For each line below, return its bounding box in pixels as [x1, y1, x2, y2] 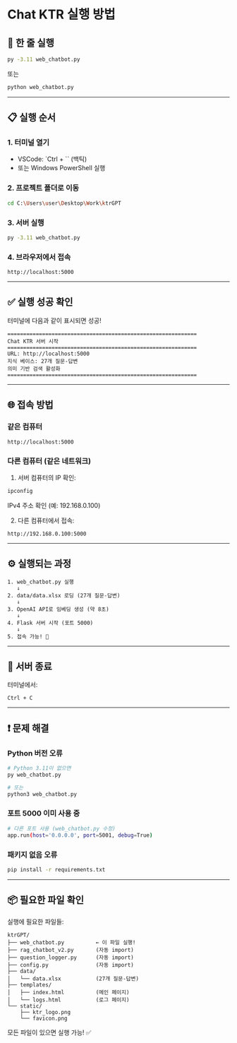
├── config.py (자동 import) [7, 961, 134, 968]
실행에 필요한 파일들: [7, 917, 64, 926]
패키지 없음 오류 [7, 850, 58, 859]
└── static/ [7, 1002, 42, 1010]
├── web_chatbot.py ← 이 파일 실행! [7, 938, 136, 946]
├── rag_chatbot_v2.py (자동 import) [7, 946, 134, 953]
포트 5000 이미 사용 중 [7, 809, 80, 818]
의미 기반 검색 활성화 [7, 365, 61, 372]
